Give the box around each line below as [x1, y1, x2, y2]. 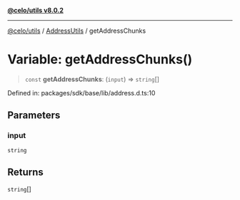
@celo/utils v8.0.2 [7, 6, 64, 14]
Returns [7, 167, 44, 179]
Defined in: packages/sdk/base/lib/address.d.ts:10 [7, 88, 156, 97]
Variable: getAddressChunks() [7, 51, 193, 68]
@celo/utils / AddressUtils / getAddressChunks [7, 26, 146, 35]
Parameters [7, 110, 61, 122]
